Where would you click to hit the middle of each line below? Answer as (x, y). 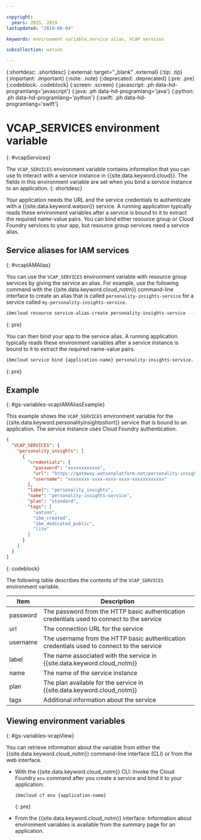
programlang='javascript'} (38, 91)
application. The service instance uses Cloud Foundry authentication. (92, 429)
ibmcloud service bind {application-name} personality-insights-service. (100, 360)
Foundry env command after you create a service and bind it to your (98, 778)
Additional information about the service (100, 700)
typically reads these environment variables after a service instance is (92, 342)
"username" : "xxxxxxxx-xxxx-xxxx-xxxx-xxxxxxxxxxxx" (100, 479)
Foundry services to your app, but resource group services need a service (98, 225)
